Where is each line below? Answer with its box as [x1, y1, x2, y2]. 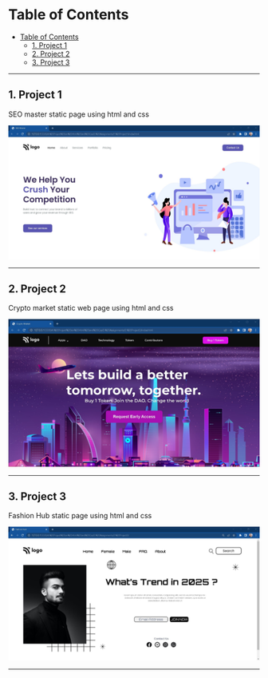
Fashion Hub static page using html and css [8, 511, 152, 521]
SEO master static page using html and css [8, 109, 150, 119]
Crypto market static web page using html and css [8, 303, 174, 313]
